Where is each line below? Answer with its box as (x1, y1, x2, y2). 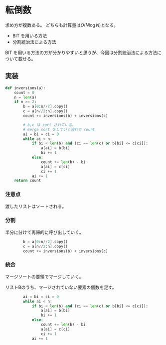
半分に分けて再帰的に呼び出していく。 (5, 229, 84, 235)
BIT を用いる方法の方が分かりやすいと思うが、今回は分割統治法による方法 (5, 49, 158, 55)
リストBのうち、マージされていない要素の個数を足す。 (5, 284, 117, 290)
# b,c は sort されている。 (23, 122, 76, 127)
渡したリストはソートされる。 (5, 203, 66, 209)
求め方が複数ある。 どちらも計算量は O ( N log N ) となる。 (5, 22, 119, 28)
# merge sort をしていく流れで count (23, 127, 95, 132)
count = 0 (14, 90, 35, 95)
